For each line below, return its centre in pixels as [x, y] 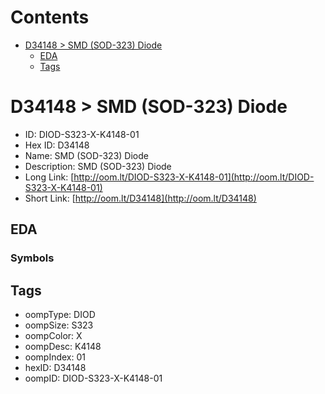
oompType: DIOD [60, 314]
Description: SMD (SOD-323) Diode [98, 166]
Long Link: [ [49, 177]
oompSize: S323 [59, 325]
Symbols [32, 258]
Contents [50, 17]
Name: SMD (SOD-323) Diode [86, 155]
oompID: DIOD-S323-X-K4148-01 [93, 378]
